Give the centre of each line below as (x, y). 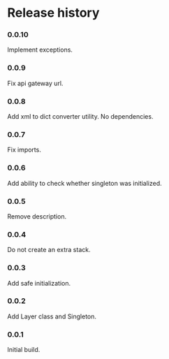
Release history (53, 13)
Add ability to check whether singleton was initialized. (84, 183)
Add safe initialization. (39, 283)
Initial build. (24, 350)
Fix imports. (24, 150)
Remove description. (37, 216)
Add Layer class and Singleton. (52, 316)
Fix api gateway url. (35, 83)
